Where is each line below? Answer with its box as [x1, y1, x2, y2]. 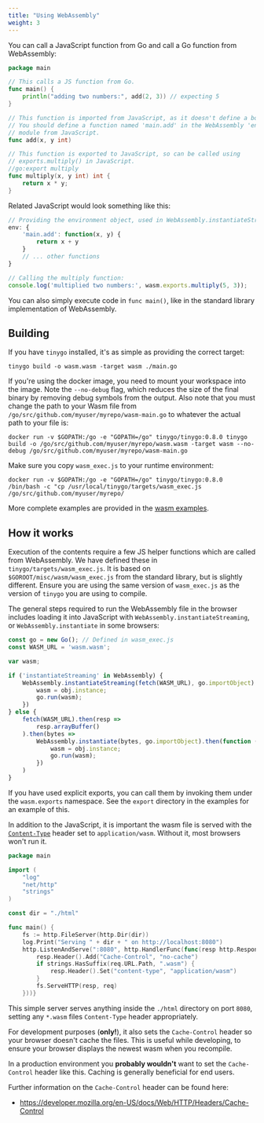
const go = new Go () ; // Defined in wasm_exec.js [8, 636, 174, 644]
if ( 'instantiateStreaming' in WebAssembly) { [8, 671, 163, 679]
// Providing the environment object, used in [8, 216, 163, 224]
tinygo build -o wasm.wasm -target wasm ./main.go [8, 363, 178, 371]
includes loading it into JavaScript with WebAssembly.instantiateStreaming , [8, 613, 250, 622]
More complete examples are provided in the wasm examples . [8, 503, 210, 513]
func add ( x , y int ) [8, 136, 72, 144]
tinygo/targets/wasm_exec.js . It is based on [8, 564, 151, 573]
